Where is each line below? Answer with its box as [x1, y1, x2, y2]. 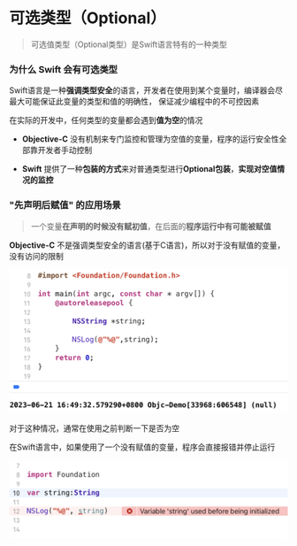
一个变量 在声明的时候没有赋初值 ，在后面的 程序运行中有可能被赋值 [30, 220, 271, 231]
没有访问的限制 [9, 250, 64, 261]
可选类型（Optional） [9, 8, 166, 28]
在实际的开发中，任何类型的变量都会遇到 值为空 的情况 [9, 115, 203, 126]
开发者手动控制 [37, 145, 93, 156]
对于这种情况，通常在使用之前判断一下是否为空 [9, 422, 179, 434]
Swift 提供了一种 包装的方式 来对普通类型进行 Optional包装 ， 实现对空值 [21, 164, 278, 174]
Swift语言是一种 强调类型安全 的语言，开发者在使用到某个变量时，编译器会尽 [9, 85, 284, 96]
